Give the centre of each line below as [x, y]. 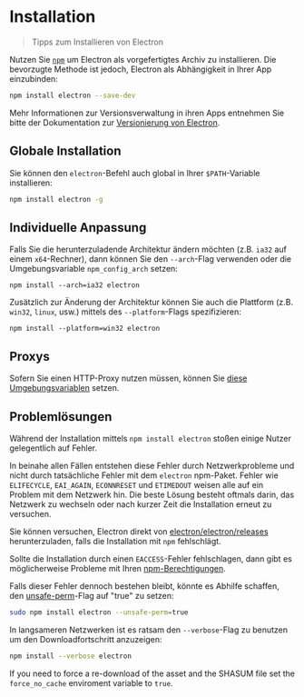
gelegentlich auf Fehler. [54, 448]
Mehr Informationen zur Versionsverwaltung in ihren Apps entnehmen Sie [147, 113]
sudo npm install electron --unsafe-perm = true [99, 612]
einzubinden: [34, 78]
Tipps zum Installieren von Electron [98, 42]
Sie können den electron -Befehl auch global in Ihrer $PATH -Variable [135, 173]
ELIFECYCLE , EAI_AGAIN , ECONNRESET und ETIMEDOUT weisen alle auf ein [137, 484]
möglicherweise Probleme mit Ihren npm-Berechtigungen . [118, 568]
